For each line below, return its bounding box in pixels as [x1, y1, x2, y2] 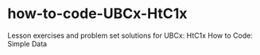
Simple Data [7, 38, 48, 48]
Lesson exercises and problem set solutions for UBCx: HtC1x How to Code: [7, 31, 254, 40]
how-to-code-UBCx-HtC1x [7, 5, 188, 23]
